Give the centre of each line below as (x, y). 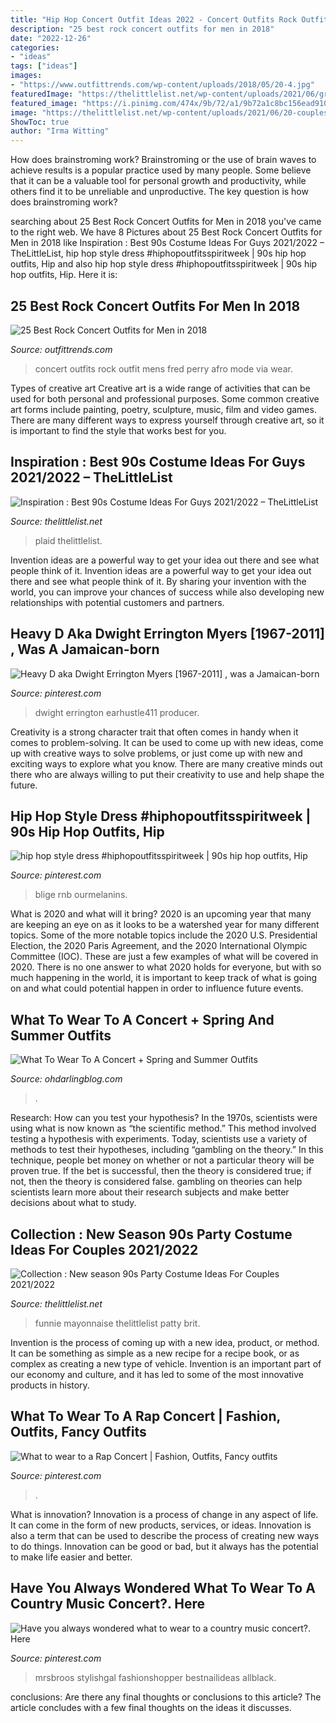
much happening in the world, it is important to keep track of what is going (164, 978)
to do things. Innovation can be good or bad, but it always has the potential (164, 1546)
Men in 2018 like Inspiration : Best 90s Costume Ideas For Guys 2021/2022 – (167, 243)
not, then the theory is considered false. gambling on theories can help (156, 1182)
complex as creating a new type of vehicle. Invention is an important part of (166, 1364)
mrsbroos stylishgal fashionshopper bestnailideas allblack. (155, 1677)
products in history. (50, 1385)
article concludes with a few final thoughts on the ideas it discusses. (151, 1707)
